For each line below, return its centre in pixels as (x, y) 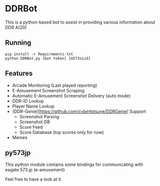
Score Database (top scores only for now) (62, 132)
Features (19, 73)
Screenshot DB (35, 122)
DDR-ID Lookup (28, 101)
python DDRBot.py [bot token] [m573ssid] (48, 58)
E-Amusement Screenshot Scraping (48, 90)
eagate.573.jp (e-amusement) (35, 170)
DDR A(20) (16, 27)
